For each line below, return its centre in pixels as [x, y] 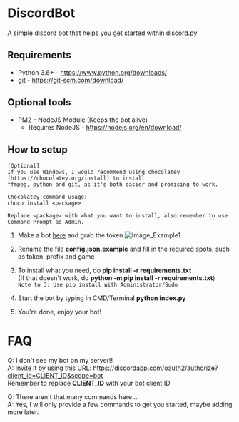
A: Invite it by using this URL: [50, 368]
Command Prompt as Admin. [46, 222]
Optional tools [39, 102]
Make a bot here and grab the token [70, 235]
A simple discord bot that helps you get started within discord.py [102, 33]
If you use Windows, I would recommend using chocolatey [94, 173]
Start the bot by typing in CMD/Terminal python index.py [102, 298]
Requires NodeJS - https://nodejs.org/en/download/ [105, 127]
